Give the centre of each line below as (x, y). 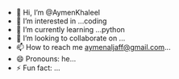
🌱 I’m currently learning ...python (70, 29)
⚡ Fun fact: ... (38, 68)
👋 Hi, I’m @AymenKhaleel (58, 12)
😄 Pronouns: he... (46, 59)
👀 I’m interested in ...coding (61, 21)
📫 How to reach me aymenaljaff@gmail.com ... (93, 47)
